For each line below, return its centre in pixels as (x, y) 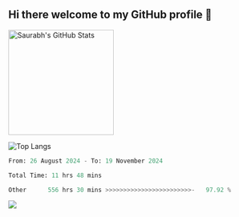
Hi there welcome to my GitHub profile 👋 (110, 15)
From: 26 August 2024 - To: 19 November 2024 (85, 161)
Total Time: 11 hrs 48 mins (55, 175)
